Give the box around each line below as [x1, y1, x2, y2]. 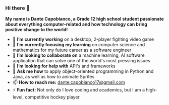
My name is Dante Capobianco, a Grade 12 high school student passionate [5, 16, 164, 22]
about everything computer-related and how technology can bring [5, 21, 148, 27]
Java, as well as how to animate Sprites [12, 74, 95, 80]
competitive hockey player [25, 94, 80, 100]
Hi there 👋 [5, 5, 30, 12]
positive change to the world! [5, 27, 68, 33]
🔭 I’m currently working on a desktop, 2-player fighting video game [12, 36, 154, 42]
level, [12, 94, 24, 100]
